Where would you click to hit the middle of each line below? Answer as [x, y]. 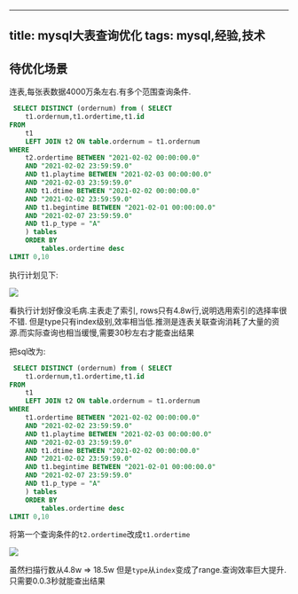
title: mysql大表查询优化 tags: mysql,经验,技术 [137, 36]
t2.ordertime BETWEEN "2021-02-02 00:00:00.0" [113, 158]
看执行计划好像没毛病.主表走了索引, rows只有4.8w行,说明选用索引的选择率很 [148, 310]
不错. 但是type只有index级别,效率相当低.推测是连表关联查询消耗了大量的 [141, 321]
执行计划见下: [34, 275]
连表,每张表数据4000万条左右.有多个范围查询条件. [100, 92]
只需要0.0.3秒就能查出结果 [57, 581]
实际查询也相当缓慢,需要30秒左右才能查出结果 [111, 332]
